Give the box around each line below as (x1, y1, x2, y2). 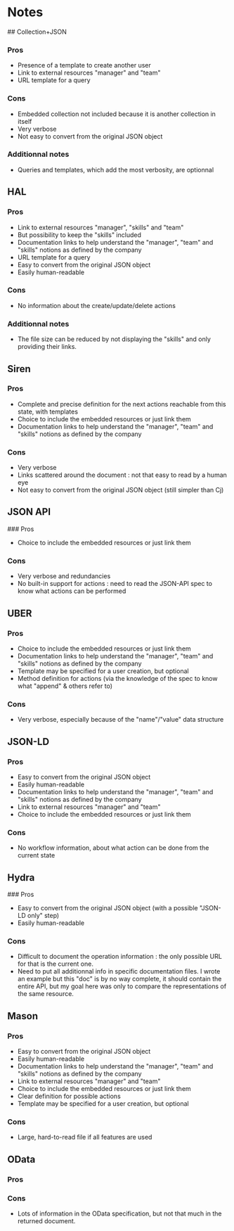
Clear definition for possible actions (17, 1092, 121, 1100)
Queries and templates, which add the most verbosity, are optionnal (17, 165, 214, 174)
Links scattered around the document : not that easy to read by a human (17, 471, 227, 479)
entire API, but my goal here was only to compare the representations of (17, 982, 227, 990)
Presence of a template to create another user (17, 61, 151, 70)
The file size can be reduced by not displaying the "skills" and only (17, 335, 211, 343)
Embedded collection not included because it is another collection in (17, 110, 216, 118)
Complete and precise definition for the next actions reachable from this (17, 400, 226, 408)
